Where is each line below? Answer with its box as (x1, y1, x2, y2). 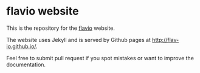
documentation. (6, 61, 46, 68)
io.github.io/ (6, 43, 36, 50)
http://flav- (151, 36, 179, 43)
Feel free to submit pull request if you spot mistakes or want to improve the (6, 54, 195, 61)
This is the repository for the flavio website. (6, 24, 116, 32)
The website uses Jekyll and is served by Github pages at (6, 36, 151, 43)
